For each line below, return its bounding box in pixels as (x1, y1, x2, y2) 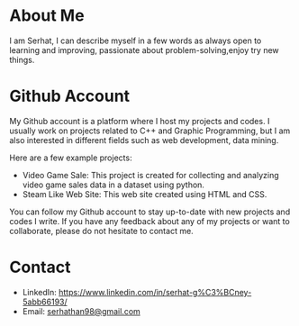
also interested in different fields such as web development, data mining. (9, 134, 279, 145)
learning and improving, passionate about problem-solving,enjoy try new (9, 44, 279, 55)
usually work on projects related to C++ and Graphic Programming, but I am (9, 125, 291, 136)
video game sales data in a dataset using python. (22, 179, 205, 190)
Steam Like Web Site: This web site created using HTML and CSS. (22, 188, 267, 199)
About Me (9, 5, 85, 26)
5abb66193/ (22, 296, 68, 307)
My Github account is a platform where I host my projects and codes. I (9, 115, 270, 126)
